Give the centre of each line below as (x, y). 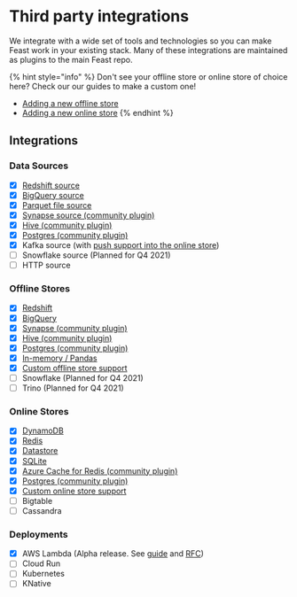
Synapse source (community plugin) (88, 215)
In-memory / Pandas (59, 358)
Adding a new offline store (70, 103)
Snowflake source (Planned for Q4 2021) (96, 255)
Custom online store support (74, 491)
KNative (36, 584)
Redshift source (51, 185)
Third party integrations (99, 16)
